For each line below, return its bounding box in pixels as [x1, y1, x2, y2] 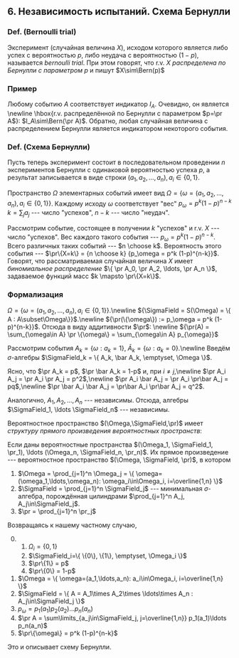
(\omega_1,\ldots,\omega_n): [17, 477, 101, 486]
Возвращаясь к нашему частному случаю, [7, 521, 137, 529]
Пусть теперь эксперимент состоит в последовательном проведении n [7, 158, 225, 166]
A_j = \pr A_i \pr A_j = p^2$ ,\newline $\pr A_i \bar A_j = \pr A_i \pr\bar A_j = [7, 375, 229, 383]
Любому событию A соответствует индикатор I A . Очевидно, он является [7, 100, 229, 110]
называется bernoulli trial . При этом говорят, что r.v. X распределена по [7, 58, 226, 67]
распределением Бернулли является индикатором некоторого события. [7, 124, 228, 132]
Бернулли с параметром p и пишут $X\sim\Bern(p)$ [7, 65, 165, 74]
